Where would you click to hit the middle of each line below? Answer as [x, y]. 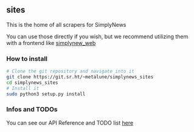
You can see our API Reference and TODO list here [70, 123]
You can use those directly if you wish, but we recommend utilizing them [97, 36]
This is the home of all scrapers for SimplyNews [66, 24]
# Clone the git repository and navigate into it [71, 71]
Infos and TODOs [32, 109]
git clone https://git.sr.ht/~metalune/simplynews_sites [80, 77]
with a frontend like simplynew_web [51, 43]
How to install [27, 58]
